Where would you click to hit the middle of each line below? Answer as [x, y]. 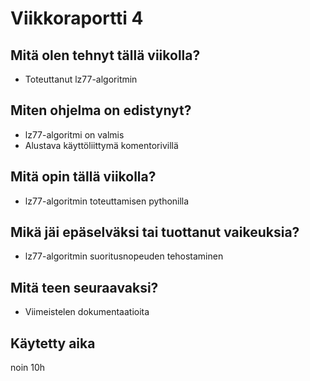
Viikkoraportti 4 [77, 18]
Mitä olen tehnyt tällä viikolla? [105, 55]
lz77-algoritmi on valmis [74, 134]
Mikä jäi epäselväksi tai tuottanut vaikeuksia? [155, 232]
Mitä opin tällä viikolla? [83, 177]
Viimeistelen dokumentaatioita [87, 312]
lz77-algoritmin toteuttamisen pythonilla [107, 201]
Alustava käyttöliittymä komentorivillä [101, 145]
